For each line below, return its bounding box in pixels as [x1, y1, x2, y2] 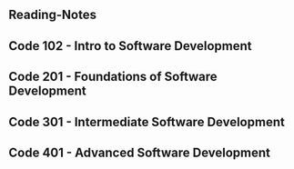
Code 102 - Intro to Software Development [8, 38, 252, 54]
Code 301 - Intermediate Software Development [8, 114, 286, 130]
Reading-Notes [8, 7, 97, 23]
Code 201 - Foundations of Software [8, 69, 218, 84]
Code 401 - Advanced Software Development [8, 144, 270, 160]
